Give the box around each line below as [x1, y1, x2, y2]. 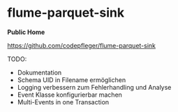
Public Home [7, 28, 45, 36]
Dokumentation [17, 68, 62, 77]
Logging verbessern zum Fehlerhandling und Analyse [17, 83, 172, 91]
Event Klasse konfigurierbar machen [17, 90, 122, 99]
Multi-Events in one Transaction [17, 97, 110, 106]
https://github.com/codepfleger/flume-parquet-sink [7, 41, 156, 49]
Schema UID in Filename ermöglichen [17, 75, 126, 84]
